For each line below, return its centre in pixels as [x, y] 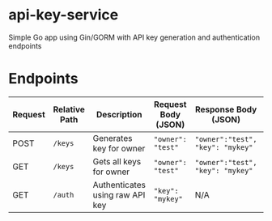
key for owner [119, 148]
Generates [113, 138]
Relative [69, 109]
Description [119, 114]
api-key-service [64, 15]
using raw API [119, 194]
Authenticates [119, 185]
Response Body [226, 109]
